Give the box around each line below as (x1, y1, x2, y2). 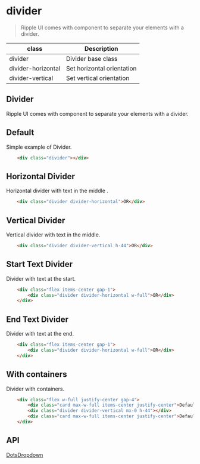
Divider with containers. (6, 385, 65, 392)
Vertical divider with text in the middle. (6, 231, 101, 238)
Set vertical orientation (66, 73, 130, 82)
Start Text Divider (6, 259, 73, 269)
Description (84, 44, 118, 53)
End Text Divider (6, 314, 69, 324)
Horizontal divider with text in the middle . (6, 187, 109, 195)
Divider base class (66, 54, 118, 63)
